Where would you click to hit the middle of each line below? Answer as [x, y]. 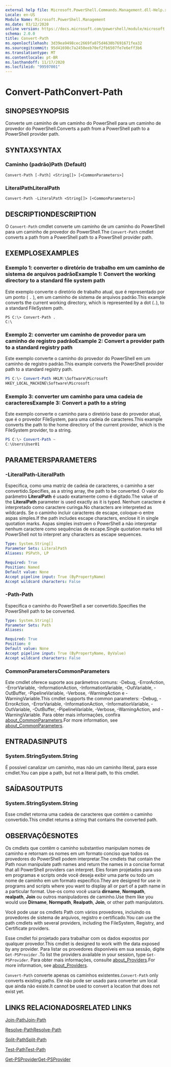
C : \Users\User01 [22, 444]
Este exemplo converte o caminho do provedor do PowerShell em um [78, 358]
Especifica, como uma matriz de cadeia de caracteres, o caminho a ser [80, 486]
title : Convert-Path [27, 39]
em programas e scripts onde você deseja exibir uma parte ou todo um [80, 875]
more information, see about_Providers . [47, 966]
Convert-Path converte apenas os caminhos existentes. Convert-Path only [82, 975]
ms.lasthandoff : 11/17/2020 [35, 62]
